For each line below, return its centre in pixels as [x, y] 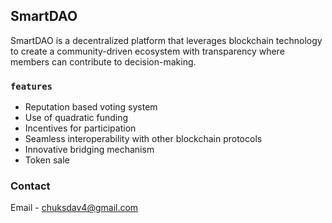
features [31, 86]
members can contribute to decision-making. [103, 61]
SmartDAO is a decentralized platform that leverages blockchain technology [166, 40]
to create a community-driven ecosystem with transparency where [147, 51]
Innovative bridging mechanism [89, 150]
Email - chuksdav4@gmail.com [74, 208]
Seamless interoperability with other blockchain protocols [143, 139]
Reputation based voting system [91, 107]
